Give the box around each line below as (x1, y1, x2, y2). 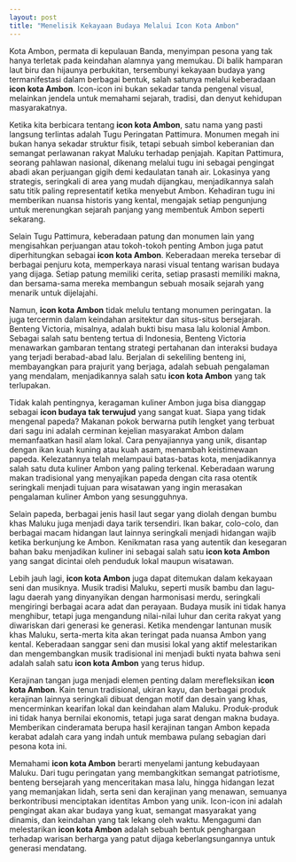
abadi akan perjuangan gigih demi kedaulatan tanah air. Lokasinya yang (9, 166, 270, 177)
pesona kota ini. (9, 741, 67, 751)
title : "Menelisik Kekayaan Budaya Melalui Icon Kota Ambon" (9, 21, 240, 30)
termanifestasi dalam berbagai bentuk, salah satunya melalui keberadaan (9, 74, 277, 84)
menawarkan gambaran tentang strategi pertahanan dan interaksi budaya (9, 342, 277, 353)
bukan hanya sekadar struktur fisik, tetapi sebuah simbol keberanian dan (9, 138, 275, 149)
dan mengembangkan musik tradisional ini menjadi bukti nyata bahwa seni (9, 648, 281, 659)
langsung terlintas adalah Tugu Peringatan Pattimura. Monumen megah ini (9, 129, 280, 139)
